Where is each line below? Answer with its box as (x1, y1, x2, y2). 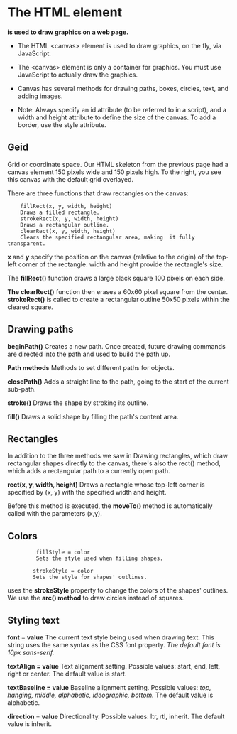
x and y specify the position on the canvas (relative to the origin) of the (7, 252, 215, 261)
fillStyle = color (35, 549, 91, 556)
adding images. (17, 92, 63, 100)
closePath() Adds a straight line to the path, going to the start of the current (7, 377, 229, 386)
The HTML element (7, 4, 123, 21)
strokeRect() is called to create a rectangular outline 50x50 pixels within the (7, 295, 230, 303)
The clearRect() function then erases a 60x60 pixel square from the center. (7, 287, 228, 296)
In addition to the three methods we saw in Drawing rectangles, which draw (7, 452, 228, 460)
